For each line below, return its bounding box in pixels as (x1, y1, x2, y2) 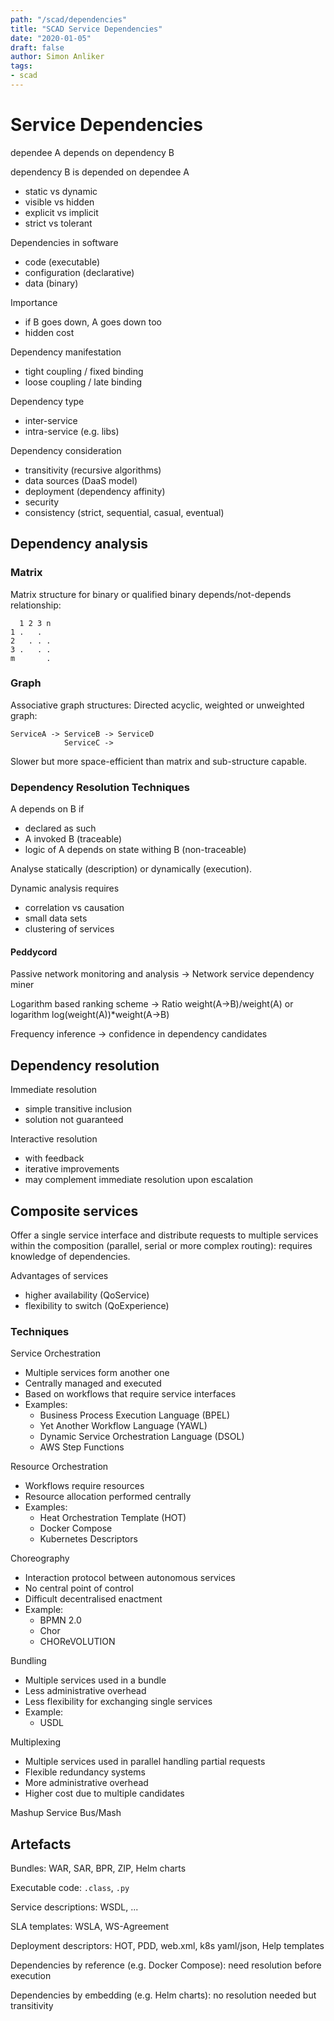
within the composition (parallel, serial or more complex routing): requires (10, 1239, 313, 1251)
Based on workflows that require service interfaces (24, 1388, 237, 1400)
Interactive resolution (10, 1133, 98, 1145)
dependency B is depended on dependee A (10, 166, 190, 178)
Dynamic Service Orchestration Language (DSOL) (39, 1431, 245, 1443)
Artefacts (10, 1836, 72, 1853)
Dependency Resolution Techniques (10, 780, 190, 794)
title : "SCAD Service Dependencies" (10, 24, 163, 34)
